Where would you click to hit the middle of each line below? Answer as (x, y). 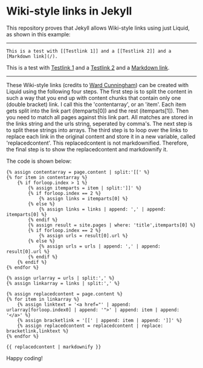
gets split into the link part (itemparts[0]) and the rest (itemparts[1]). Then (98, 111)
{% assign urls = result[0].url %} (83, 235)
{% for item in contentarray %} (47, 177)
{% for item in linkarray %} (43, 299)
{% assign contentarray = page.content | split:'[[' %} (78, 172)
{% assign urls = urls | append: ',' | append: (100, 246)
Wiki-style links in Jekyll (69, 11)
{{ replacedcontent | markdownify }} (54, 347)
